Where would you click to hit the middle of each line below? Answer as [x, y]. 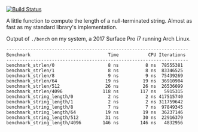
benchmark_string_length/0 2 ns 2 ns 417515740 [95, 97]
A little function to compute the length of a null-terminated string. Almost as [99, 21]
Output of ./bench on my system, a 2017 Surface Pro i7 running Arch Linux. [99, 39]
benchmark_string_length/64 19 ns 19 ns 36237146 [95, 112]
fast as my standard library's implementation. [62, 27]
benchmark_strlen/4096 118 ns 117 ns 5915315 [95, 91]
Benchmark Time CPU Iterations [96, 55]
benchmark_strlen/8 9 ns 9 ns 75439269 [95, 76]
